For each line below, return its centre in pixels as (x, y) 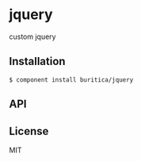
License (29, 131)
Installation (37, 61)
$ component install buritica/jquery (71, 80)
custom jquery (32, 36)
